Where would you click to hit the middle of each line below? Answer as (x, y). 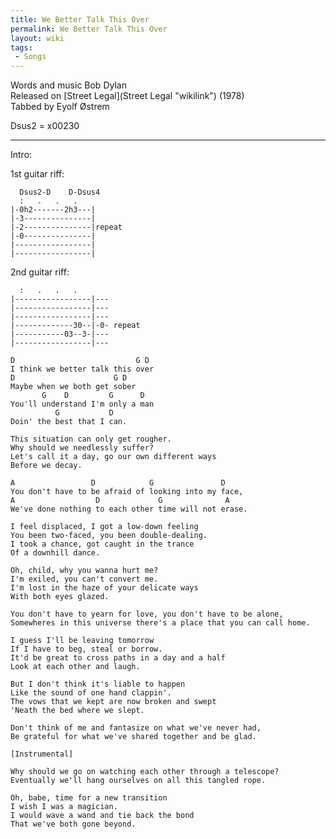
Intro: (21, 155)
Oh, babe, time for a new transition (89, 798)
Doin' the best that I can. (69, 422)
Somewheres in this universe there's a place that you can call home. (160, 623)
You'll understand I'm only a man (82, 404)
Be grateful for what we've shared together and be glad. (133, 737)
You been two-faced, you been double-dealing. (109, 536)
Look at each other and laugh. (75, 667)
